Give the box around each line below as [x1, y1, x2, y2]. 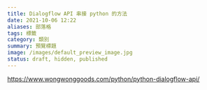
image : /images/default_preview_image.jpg [7, 50, 133, 57]
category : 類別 [7, 36, 50, 43]
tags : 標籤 [7, 29, 37, 37]
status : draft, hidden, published [7, 56, 108, 63]
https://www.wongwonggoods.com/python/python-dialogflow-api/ [7, 75, 200, 83]
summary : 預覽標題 [7, 43, 57, 50]
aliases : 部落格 [7, 23, 52, 30]
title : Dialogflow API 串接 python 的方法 [7, 10, 128, 17]
